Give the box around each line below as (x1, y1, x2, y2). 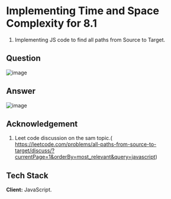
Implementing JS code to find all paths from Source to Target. (14, 36, 166, 43)
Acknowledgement (6, 119, 78, 129)
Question (6, 53, 41, 63)
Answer (6, 86, 36, 96)
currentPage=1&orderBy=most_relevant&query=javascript (14, 154, 156, 161)
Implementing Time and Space (6, 4, 160, 18)
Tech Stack (6, 170, 49, 181)
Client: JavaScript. (6, 186, 52, 193)
